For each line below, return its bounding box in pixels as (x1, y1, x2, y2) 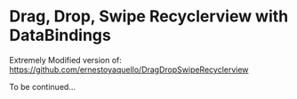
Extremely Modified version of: (9, 54, 123, 65)
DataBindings (9, 25, 111, 45)
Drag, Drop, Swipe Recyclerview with (9, 6, 289, 27)
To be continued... (9, 81, 76, 92)
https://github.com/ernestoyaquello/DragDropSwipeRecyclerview (9, 64, 249, 75)
